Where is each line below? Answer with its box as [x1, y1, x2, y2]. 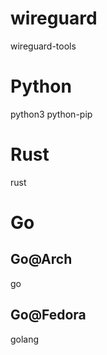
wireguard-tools [10, 40, 77, 52]
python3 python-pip [10, 108, 93, 120]
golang [10, 333, 40, 345]
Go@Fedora [10, 307, 87, 324]
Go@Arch [10, 251, 73, 268]
